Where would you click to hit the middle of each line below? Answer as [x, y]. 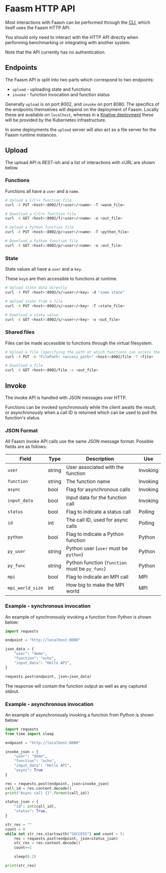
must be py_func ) [86, 569]
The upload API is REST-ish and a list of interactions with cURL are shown [80, 162]
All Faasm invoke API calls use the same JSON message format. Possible [80, 441]
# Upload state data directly [36, 288]
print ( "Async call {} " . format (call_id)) [47, 793]
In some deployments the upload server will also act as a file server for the [81, 129]
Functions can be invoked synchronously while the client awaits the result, [81, 407]
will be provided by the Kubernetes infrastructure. [56, 120]
